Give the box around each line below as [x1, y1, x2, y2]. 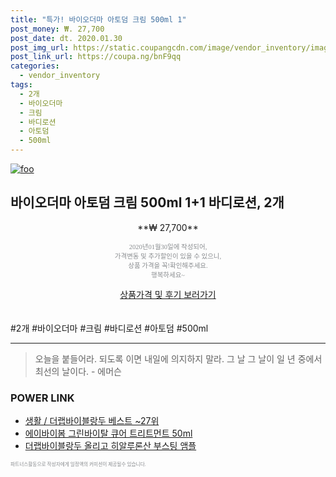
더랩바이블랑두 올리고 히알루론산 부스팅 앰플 [24, 440, 197, 452]
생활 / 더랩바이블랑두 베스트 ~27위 [24, 415, 160, 427]
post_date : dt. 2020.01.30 [10, 33, 123, 43]
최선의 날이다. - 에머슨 [34, 365, 123, 377]
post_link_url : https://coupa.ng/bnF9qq [10, 52, 182, 62]
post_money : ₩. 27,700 [10, 24, 105, 34]
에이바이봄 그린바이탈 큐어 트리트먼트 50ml [24, 427, 193, 440]
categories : [10, 61, 60, 71]
